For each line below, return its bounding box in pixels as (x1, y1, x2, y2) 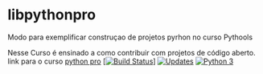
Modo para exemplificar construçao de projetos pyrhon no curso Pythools (7, 32, 253, 42)
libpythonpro (7, 6, 97, 24)
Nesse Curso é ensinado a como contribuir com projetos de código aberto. (7, 47, 256, 57)
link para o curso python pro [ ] (7, 56, 156, 66)
